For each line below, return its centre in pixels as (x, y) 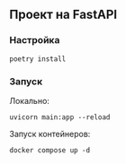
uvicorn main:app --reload (60, 117)
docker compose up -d (50, 150)
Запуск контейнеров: (50, 134)
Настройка (35, 40)
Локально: (29, 100)
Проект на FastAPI (63, 15)
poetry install (38, 59)
